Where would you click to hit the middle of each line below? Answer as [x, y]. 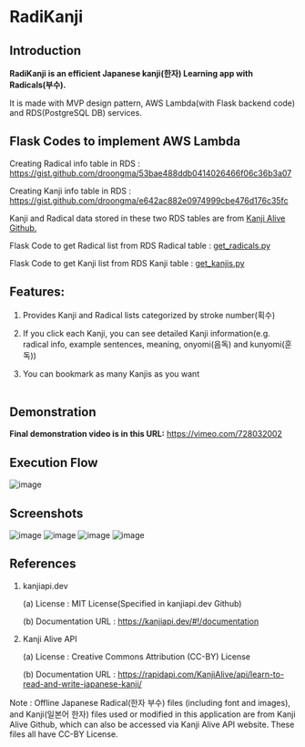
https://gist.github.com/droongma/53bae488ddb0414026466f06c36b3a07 [151, 173]
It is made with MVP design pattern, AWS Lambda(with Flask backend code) [152, 103]
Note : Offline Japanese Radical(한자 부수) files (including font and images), [150, 702]
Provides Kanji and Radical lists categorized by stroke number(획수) [149, 315]
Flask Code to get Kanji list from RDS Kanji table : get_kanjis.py [127, 263]
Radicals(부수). [38, 85]
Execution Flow [54, 462]
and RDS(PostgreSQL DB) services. [76, 113]
